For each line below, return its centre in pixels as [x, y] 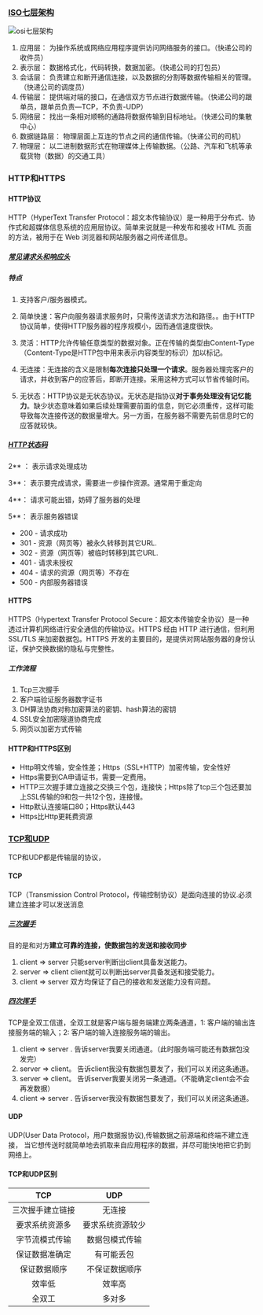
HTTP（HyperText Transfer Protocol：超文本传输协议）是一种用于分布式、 [128, 217]
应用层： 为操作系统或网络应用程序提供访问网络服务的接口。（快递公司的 [136, 48]
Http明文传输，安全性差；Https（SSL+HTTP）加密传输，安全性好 [125, 767]
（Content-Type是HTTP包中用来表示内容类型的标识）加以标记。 [123, 353]
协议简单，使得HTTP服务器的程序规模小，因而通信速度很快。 [118, 326]
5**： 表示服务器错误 [43, 516]
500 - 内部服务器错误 [54, 582]
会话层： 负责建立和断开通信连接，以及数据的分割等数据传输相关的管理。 [137, 77]
